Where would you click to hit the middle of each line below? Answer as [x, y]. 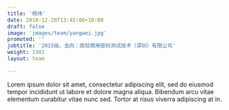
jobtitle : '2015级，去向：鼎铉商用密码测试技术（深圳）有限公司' [92, 46]
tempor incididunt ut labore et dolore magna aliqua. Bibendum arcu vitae [111, 91]
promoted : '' [26, 39]
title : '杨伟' [27, 13]
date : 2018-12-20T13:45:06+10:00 [56, 20]
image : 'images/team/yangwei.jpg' [57, 33]
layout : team [26, 59]
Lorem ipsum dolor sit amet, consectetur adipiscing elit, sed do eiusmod [110, 84]
